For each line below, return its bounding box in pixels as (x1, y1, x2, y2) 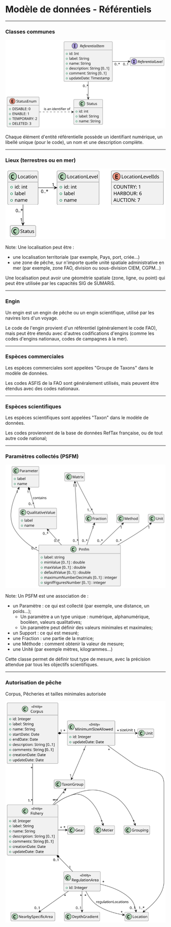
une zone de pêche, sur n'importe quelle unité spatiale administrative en (12, 259, 164, 266)
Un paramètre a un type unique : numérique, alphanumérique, (20, 614, 150, 620)
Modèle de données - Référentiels (5, 4, 152, 15)
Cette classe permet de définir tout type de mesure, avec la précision (5, 656, 151, 662)
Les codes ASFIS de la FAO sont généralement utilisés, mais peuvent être (5, 380, 159, 386)
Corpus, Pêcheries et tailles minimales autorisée (5, 691, 106, 697)
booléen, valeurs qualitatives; (20, 619, 82, 625)
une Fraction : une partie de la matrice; (12, 636, 94, 642)
